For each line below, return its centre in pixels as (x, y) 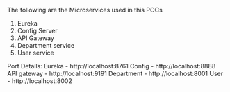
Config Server (37, 31)
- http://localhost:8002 (40, 81)
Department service (46, 45)
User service (35, 53)
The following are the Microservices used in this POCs (85, 10)
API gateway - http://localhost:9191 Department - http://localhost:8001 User (115, 73)
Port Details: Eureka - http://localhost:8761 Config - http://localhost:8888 (112, 66)
